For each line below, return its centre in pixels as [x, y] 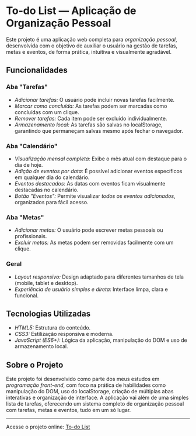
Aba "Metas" [25, 217]
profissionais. [31, 236]
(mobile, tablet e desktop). [46, 283]
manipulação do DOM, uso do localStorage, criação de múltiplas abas [90, 392]
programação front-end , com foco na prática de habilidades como [86, 385]
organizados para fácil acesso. [51, 202]
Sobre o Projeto [35, 365]
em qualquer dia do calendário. [52, 177]
